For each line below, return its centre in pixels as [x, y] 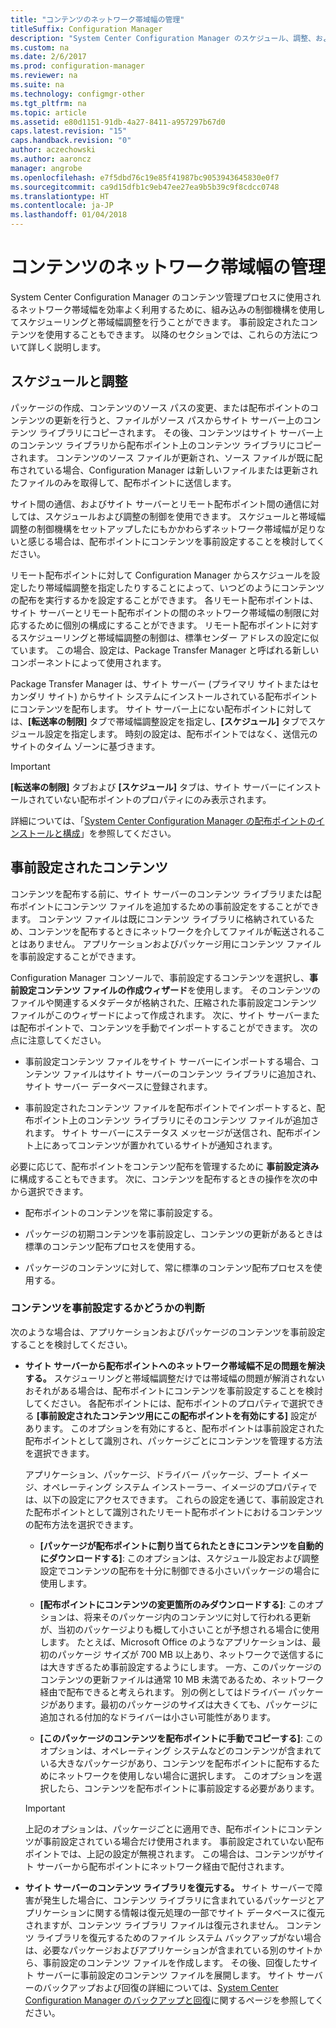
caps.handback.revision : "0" [71, 141]
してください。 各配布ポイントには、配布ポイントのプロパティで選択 [166, 1403]
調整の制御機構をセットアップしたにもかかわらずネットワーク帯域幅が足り [163, 528]
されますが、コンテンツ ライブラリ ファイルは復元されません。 [154, 1925]
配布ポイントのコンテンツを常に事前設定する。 [121, 1212]
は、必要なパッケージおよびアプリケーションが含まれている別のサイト [169, 1950]
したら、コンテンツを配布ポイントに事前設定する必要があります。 [184, 1788]
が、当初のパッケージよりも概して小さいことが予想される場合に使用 [179, 1629]
